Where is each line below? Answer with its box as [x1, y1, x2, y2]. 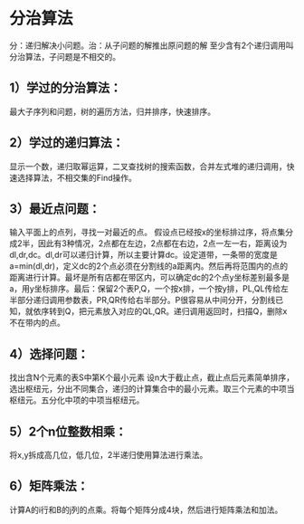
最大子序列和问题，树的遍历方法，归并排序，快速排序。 [9, 106, 215, 117]
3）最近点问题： [9, 201, 101, 216]
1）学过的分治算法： [9, 81, 122, 96]
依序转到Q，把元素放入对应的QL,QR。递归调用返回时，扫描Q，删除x [33, 306, 288, 317]
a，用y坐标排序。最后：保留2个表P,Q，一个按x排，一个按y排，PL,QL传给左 [9, 283, 290, 294]
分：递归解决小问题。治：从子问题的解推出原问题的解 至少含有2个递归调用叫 [9, 40, 294, 51]
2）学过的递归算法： [9, 135, 125, 150]
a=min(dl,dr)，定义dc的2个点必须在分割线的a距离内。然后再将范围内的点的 [9, 261, 288, 272]
